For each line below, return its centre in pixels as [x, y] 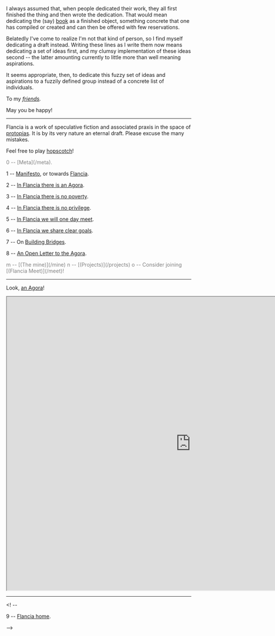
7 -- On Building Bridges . [36, 242]
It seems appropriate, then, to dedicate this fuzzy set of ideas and [86, 75]
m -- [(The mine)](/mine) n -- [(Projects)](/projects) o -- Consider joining [94, 265]
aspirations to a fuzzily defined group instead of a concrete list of [85, 81]
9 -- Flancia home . [28, 616]
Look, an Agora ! [26, 288]
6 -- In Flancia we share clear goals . [50, 230]
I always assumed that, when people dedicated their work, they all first [92, 9]
